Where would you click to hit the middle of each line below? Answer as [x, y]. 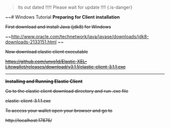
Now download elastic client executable [47, 52]
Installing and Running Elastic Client [44, 81]
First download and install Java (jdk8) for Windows [58, 27]
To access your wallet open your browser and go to [59, 111]
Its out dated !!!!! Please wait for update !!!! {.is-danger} [75, 7]
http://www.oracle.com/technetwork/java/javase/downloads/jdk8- [80, 37]
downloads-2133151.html [31, 42]
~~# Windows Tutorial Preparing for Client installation [62, 17]
